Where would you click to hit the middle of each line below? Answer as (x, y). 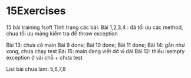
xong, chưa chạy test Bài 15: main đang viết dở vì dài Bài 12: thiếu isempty (95, 51)
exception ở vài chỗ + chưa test (44, 57)
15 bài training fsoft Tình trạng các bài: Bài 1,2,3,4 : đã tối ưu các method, (95, 27)
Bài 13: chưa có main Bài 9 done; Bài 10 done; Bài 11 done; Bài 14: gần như (95, 45)
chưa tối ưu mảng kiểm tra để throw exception (62, 33)
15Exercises (36, 11)
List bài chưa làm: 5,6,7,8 (36, 69)
